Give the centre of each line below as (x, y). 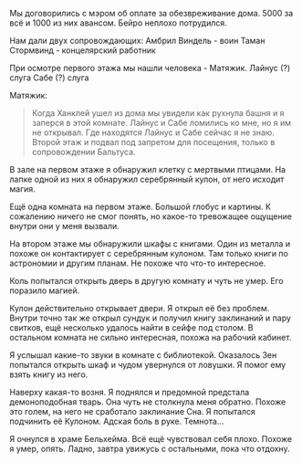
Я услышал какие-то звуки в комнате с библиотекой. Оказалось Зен (143, 355)
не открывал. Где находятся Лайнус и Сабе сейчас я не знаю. (153, 132)
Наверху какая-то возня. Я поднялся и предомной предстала (130, 392)
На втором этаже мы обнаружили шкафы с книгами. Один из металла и (150, 244)
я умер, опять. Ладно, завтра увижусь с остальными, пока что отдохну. (150, 448)
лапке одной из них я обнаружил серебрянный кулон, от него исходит (147, 179)
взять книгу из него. (49, 374)
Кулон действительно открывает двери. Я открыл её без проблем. (140, 308)
